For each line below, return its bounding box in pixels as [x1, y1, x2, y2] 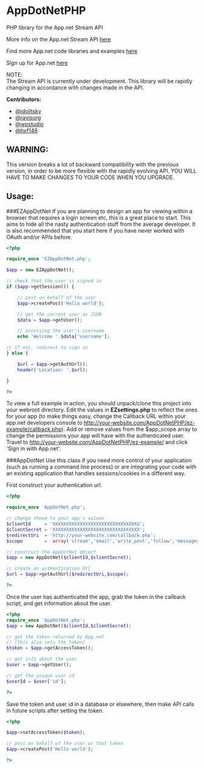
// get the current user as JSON [17, 311, 102, 317]
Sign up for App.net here [6, 59, 68, 66]
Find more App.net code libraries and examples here [6, 47, 138, 55]
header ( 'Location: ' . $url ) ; [17, 366, 88, 373]
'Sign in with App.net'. [6, 445, 61, 452]
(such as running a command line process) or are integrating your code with [6, 463, 197, 470]
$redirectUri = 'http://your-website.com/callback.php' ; [6, 532, 156, 539]
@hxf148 [15, 127, 38, 134]
